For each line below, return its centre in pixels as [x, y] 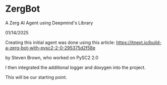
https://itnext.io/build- [139, 42]
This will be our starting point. [36, 77]
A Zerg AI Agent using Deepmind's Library [49, 23]
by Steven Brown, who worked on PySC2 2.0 [52, 57]
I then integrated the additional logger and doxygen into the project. [75, 67]
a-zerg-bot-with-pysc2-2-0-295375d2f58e [50, 48]
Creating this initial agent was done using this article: [60, 42]
